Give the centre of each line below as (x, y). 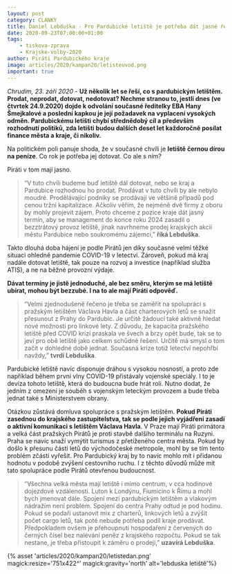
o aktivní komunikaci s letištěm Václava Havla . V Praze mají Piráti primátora (116, 426)
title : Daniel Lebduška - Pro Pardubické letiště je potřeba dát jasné (112, 26)
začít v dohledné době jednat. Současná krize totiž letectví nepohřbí (121, 348)
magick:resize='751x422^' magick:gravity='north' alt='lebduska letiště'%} (112, 563)
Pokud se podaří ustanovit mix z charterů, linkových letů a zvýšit (116, 513)
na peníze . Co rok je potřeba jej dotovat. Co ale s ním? (85, 156)
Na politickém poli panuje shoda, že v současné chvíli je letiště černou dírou (116, 149)
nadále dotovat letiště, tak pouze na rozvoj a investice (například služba (109, 262)
